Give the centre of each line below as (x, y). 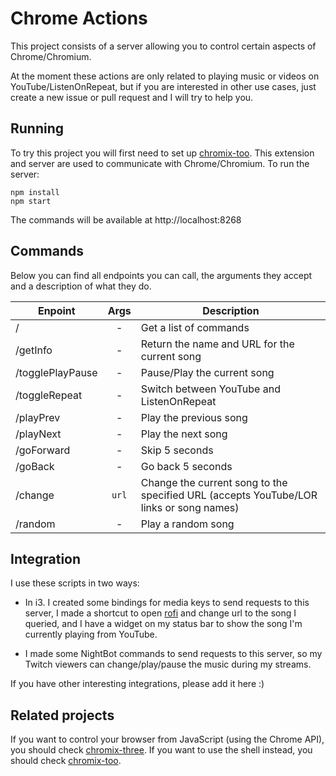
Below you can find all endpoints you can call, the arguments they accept (161, 275)
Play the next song (184, 434)
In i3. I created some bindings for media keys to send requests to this (167, 603)
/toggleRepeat (49, 395)
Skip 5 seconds (177, 450)
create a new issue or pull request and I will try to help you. (132, 97)
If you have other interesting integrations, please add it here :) (137, 684)
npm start (31, 201)
